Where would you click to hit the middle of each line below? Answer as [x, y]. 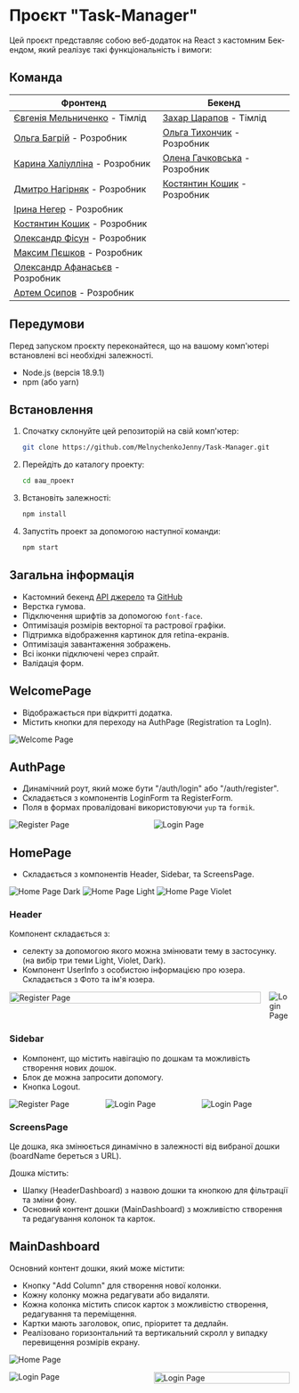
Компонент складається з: [60, 934]
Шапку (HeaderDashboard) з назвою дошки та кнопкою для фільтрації [155, 1191]
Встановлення [51, 409]
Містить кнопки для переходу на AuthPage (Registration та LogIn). [147, 721]
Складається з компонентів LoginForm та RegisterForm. [127, 798]
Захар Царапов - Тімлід [214, 118]
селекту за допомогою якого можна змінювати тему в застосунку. [149, 951]
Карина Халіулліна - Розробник [82, 163]
